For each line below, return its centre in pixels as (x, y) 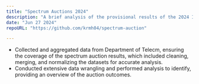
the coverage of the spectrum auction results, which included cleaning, (102, 56)
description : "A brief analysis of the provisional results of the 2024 (98, 17)
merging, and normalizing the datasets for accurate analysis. (89, 62)
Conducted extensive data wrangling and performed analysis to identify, (103, 69)
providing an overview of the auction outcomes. (73, 75)
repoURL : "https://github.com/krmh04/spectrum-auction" (76, 28)
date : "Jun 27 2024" (32, 22)
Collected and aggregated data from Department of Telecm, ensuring (99, 50)
